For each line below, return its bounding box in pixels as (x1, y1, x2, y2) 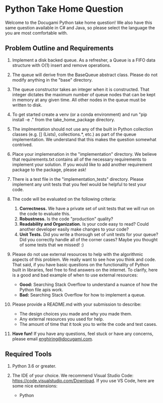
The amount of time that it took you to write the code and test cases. (19, 321, 158, 327)
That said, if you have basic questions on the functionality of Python (12, 261, 149, 267)
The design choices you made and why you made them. (19, 311, 133, 317)
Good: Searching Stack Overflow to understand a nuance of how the (19, 281, 158, 287)
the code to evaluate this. (19, 211, 71, 216)
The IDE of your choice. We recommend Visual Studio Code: (12, 372, 134, 378)
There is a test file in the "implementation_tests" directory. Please (12, 176, 144, 182)
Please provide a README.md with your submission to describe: (12, 301, 142, 307)
